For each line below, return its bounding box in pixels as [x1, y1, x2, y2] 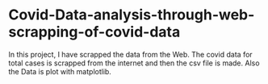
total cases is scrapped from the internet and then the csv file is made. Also [8, 58, 260, 68]
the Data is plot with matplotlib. [8, 66, 111, 76]
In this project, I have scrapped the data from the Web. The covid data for [8, 49, 253, 59]
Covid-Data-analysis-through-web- [8, 6, 255, 24]
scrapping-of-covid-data [8, 23, 181, 41]
